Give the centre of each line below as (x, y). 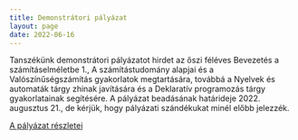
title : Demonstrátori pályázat (68, 18)
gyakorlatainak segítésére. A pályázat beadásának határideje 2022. (135, 98)
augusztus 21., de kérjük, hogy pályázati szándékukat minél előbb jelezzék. (149, 108)
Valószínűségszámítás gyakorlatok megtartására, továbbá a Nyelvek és (143, 79)
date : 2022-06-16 (42, 34)
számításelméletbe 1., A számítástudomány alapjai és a (112, 70)
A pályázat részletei (46, 126)
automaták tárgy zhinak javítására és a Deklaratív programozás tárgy (137, 89)
